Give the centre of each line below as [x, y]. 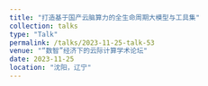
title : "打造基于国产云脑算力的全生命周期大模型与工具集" [104, 17]
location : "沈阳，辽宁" [50, 68]
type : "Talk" [34, 34]
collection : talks [44, 26]
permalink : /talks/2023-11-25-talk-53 [82, 43]
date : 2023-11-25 [42, 59]
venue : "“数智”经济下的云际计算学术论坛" [79, 51]
